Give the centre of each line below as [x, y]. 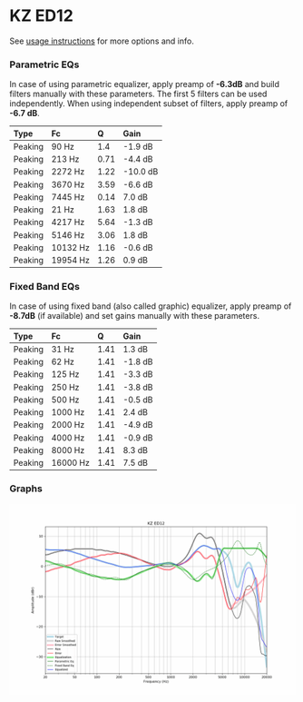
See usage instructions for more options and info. [102, 41]
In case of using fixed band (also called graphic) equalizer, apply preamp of [151, 306]
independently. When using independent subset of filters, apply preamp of [149, 104]
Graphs [26, 489]
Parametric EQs [44, 64]
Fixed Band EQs [44, 286]
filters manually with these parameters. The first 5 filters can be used [138, 94]
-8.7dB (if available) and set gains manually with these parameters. [135, 316]
